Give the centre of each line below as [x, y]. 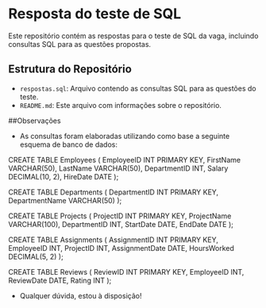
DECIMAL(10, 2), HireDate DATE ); [64, 176]
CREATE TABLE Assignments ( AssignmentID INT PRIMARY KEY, [113, 240]
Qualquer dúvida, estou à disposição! [81, 295]
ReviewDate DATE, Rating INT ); [60, 280]
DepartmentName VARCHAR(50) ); [65, 200]
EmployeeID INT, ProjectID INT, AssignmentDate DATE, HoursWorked [121, 248]
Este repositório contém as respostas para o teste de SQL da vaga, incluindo [133, 36]
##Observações [35, 121]
